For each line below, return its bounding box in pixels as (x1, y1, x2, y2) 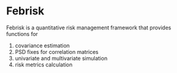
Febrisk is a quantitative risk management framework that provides (6, 24, 172, 31)
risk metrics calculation (14, 61, 73, 68)
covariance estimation (14, 42, 70, 49)
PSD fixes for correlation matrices (14, 48, 99, 55)
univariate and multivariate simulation (14, 54, 108, 62)
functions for (6, 30, 38, 37)
